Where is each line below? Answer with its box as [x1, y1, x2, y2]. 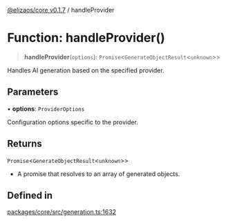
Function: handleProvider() [7, 30, 166, 46]
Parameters [7, 86, 59, 98]
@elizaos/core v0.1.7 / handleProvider [7, 6, 115, 14]
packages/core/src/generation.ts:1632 [7, 208, 116, 216]
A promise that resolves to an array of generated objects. [17, 169, 180, 178]
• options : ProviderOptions [7, 104, 85, 113]
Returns [7, 138, 43, 150]
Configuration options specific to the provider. [7, 117, 138, 126]
